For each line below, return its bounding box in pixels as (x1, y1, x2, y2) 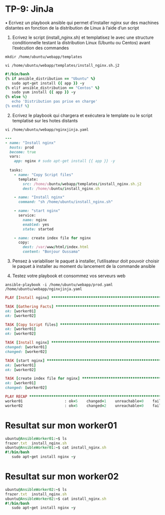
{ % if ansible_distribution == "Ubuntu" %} (5, 76, 96, 81)
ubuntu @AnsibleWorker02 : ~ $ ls (5, 487, 67, 492)
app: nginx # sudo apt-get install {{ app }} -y (14, 159, 115, 164)
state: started (23, 227, 54, 231)
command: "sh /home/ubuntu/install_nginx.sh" (18, 200, 113, 204)
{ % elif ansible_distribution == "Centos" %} (5, 85, 100, 90)
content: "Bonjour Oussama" (23, 249, 80, 254)
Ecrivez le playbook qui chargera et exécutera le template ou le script (12, 112, 153, 118)
